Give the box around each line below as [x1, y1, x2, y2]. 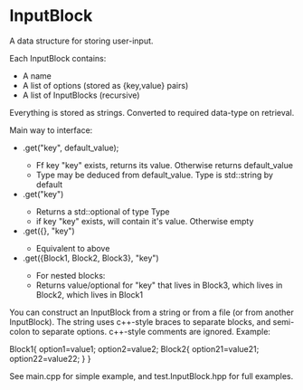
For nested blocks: [35, 270, 106, 281]
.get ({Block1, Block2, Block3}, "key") [22, 252, 160, 263]
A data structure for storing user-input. [9, 35, 154, 46]
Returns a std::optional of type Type [35, 205, 170, 217]
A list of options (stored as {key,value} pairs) [22, 80, 189, 90]
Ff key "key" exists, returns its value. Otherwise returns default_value [35, 159, 294, 170]
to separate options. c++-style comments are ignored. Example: [32, 326, 271, 337]
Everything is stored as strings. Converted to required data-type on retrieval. [9, 107, 295, 118]
